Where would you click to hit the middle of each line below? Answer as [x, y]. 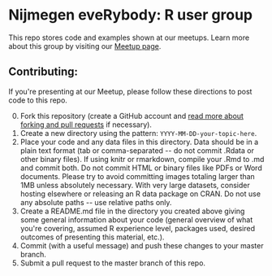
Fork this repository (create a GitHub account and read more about [132, 116]
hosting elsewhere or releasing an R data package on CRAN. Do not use [140, 194]
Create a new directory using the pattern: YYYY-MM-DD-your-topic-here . [138, 133]
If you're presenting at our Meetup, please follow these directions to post [130, 91]
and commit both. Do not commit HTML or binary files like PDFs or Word [141, 168]
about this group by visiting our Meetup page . [85, 46]
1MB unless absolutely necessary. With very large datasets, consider [135, 185]
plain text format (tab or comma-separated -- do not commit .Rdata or [137, 150]
